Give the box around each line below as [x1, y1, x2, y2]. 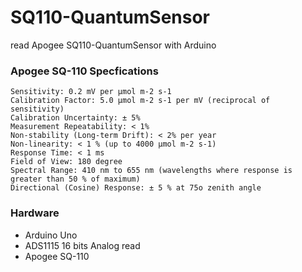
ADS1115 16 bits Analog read [24, 239, 141, 251]
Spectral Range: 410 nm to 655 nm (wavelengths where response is [10, 166, 293, 176]
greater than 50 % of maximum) [10, 174, 141, 185]
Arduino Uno [24, 229, 78, 241]
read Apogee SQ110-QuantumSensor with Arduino [10, 39, 217, 51]
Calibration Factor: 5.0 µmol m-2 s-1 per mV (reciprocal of [10, 96, 271, 106]
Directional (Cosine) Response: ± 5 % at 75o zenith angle [10, 183, 262, 193]
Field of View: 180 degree [10, 157, 123, 167]
